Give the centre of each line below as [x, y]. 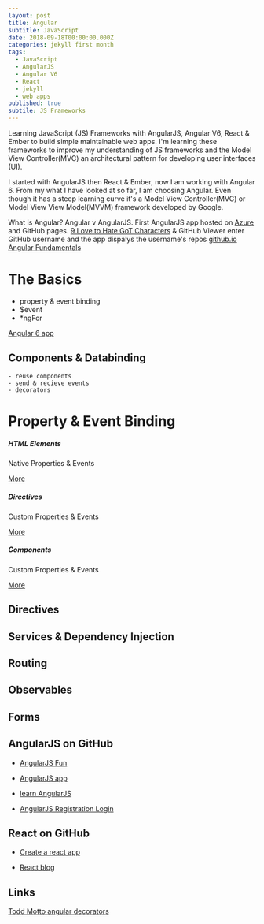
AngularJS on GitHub [61, 744]
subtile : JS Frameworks [47, 111]
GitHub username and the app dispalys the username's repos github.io [123, 239]
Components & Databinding [77, 358]
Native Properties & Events [51, 463]
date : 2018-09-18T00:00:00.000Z [61, 37]
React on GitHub [49, 833]
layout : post [29, 15]
